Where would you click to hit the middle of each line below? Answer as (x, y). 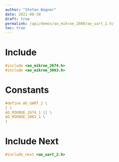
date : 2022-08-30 (23, 14)
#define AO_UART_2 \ (27, 103)
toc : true (15, 28)
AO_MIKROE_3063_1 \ (25, 117)
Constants (27, 90)
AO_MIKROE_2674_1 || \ (29, 112)
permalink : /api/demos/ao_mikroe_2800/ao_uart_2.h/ (59, 23)
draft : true (17, 19)
